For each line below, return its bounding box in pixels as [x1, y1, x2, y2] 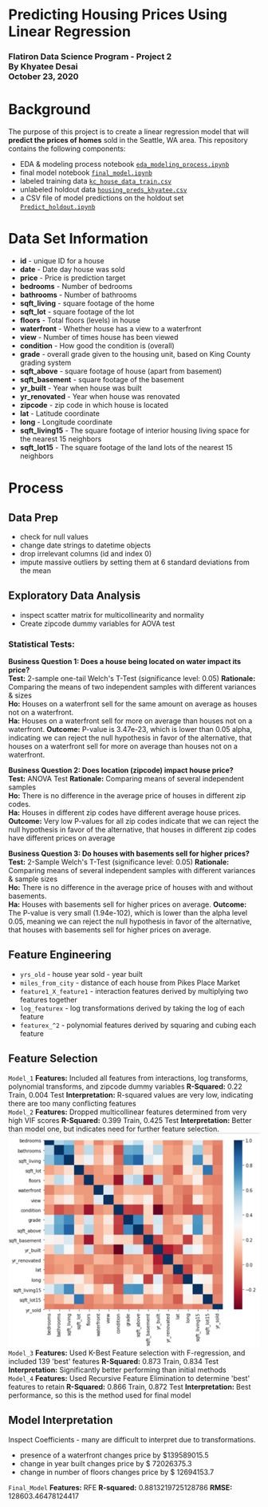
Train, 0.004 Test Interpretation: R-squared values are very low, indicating [8, 1090, 254, 1099]
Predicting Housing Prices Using [8, 6, 228, 24]
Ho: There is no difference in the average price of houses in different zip [8, 791, 246, 801]
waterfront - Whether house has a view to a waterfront [19, 323, 202, 333]
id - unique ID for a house [19, 255, 105, 265]
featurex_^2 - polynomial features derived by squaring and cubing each [19, 1020, 257, 1030]
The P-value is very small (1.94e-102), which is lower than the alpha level [8, 908, 248, 918]
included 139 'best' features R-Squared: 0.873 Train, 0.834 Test [8, 1356, 219, 1366]
